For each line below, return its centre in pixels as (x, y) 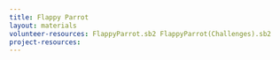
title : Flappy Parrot (49, 17)
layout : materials (43, 26)
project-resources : (45, 42)
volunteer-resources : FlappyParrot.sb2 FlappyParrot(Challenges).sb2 (140, 34)
